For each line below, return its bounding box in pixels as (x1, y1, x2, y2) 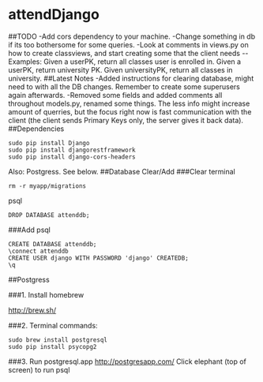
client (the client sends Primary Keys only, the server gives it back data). (8, 115, 243, 125)
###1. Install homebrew (8, 290, 85, 299)
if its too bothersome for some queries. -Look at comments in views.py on (8, 39, 249, 49)
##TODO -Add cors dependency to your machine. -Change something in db (8, 32, 255, 41)
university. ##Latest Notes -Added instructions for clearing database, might (8, 73, 254, 83)
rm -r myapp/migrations (8, 182, 87, 190)
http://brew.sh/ (8, 305, 57, 315)
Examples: (8, 57, 42, 66)
